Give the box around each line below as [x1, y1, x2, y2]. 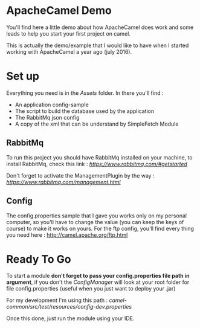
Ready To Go [6, 252, 71, 266]
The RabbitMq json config [15, 114, 80, 121]
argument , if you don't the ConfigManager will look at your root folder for [6, 278, 190, 286]
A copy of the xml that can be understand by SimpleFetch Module [15, 120, 179, 127]
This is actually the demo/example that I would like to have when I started [6, 42, 189, 49]
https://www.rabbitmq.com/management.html [6, 178, 121, 185]
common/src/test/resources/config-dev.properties [6, 303, 132, 310]
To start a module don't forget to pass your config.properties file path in [6, 272, 190, 280]
